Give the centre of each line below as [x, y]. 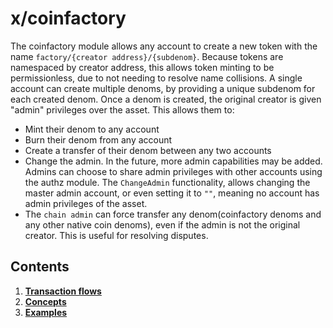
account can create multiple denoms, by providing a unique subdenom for [163, 88]
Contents [40, 267]
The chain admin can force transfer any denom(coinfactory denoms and [173, 214]
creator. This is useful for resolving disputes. [116, 235]
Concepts [45, 301]
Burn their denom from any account [98, 139]
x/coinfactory [68, 18]
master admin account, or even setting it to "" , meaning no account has [172, 193]
